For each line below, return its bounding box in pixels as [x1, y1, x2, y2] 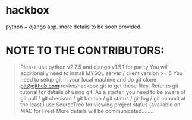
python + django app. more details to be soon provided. [5, 23, 142, 30]
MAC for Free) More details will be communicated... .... [20, 107, 154, 114]
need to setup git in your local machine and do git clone [20, 76, 157, 83]
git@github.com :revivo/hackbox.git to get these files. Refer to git [20, 82, 179, 89]
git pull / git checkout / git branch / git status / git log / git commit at [20, 95, 186, 102]
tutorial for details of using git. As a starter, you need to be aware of [20, 88, 186, 95]
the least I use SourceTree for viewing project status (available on [20, 101, 181, 108]
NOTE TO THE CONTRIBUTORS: [5, 44, 165, 57]
